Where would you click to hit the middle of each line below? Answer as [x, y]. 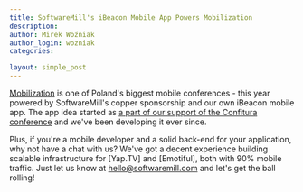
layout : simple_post [48, 68]
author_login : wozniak [52, 43]
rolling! [22, 178]
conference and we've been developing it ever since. [108, 122]
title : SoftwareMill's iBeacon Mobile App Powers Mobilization [131, 18]
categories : [32, 51]
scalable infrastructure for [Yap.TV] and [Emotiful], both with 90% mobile [146, 158]
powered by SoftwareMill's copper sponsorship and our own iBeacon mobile [152, 103]
